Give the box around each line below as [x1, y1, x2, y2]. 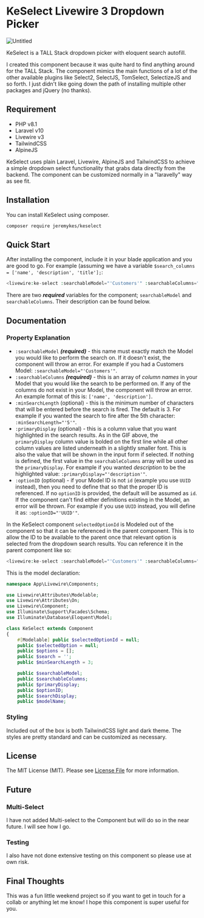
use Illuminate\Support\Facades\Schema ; [6, 609, 110, 615]
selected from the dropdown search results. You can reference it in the [6, 539, 183, 547]
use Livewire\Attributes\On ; [6, 597, 80, 604]
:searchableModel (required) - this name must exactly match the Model [15, 348, 193, 355]
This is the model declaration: [6, 569, 81, 577]
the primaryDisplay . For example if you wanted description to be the [15, 464, 186, 471]
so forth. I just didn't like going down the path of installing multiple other [6, 80, 186, 87]
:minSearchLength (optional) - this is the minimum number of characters [15, 399, 194, 406]
